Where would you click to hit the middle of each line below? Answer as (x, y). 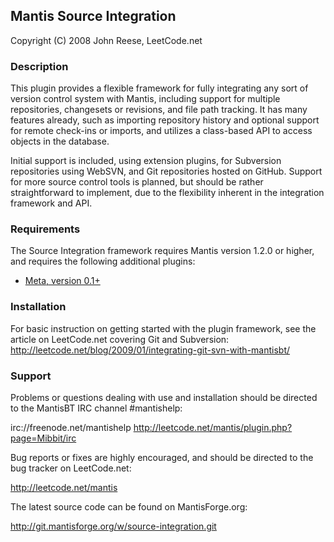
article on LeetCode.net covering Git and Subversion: (120, 339)
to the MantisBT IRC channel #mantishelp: (96, 408)
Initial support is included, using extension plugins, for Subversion (146, 161)
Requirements (45, 229)
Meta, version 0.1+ (62, 281)
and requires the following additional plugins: (103, 261)
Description (39, 66)
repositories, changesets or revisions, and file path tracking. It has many (159, 110)
